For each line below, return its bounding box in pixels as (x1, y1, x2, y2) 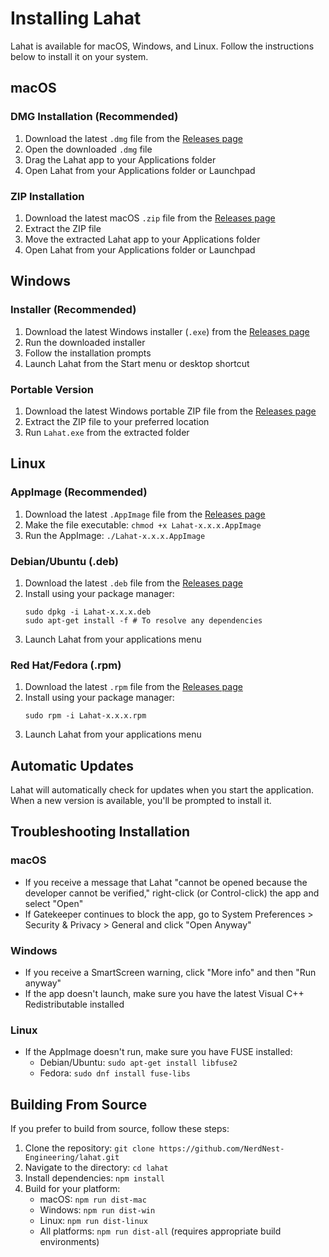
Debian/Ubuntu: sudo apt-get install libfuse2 (39, 1057, 238, 1069)
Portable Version (10, 382, 94, 396)
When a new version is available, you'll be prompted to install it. (10, 795, 272, 806)
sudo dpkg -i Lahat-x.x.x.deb (24, 607, 152, 617)
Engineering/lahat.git (24, 1153, 120, 1163)
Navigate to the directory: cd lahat (24, 1162, 169, 1174)
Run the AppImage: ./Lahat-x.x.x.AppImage (24, 529, 206, 541)
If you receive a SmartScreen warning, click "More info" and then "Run (24, 966, 317, 978)
